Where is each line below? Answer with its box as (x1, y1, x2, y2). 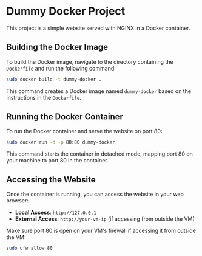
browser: (6, 197, 29, 204)
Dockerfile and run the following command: (6, 64, 116, 72)
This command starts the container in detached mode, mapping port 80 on (6, 150, 193, 157)
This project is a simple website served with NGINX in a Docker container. (6, 24, 190, 32)
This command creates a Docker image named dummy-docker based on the (6, 87, 192, 95)
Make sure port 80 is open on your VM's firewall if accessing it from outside (6, 227, 196, 235)
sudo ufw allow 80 (6, 245, 53, 252)
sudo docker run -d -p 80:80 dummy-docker (6, 139, 115, 145)
